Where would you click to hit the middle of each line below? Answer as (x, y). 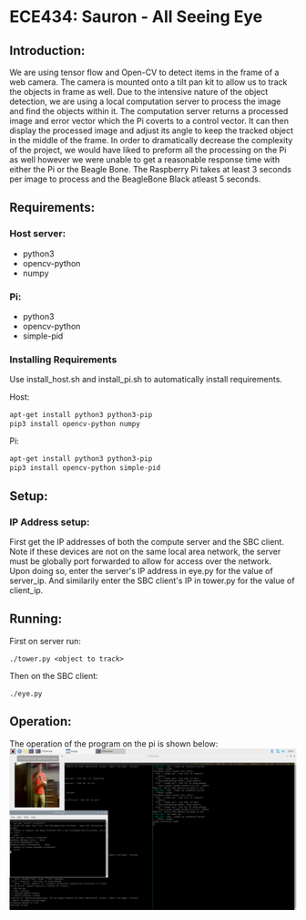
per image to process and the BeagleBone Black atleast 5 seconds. (135, 179)
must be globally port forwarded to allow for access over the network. (140, 561)
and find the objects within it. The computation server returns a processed (149, 111)
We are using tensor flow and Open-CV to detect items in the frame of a (144, 72)
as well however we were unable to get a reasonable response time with (145, 160)
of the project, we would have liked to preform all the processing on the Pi (148, 150)
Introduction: (47, 51)
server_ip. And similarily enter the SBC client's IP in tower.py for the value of (152, 580)
